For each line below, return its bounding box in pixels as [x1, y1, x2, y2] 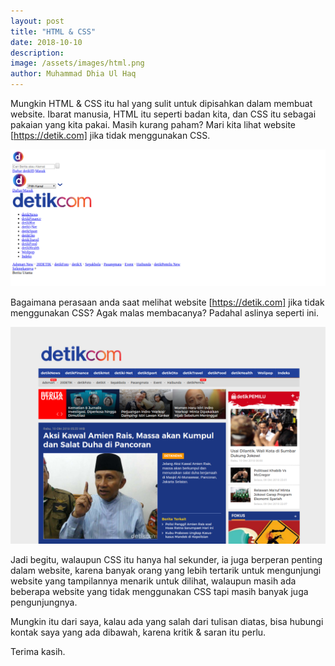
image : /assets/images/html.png [10, 58, 145, 69]
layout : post [10, 16, 65, 26]
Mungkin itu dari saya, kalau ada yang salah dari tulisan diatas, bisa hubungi [10, 615, 324, 627]
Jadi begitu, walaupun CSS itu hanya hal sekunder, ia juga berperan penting [10, 553, 323, 565]
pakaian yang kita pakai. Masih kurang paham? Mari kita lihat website [10, 119, 297, 130]
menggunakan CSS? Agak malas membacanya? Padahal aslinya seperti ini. [10, 307, 320, 319]
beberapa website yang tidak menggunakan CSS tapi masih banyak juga [10, 585, 309, 597]
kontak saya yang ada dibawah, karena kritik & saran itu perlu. [10, 626, 267, 638]
